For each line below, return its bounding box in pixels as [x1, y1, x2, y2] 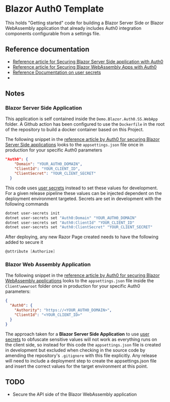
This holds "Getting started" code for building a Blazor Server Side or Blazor [5, 20, 164, 26]
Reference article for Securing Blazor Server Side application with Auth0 [12, 59, 163, 65]
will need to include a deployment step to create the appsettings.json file [5, 358, 157, 364]
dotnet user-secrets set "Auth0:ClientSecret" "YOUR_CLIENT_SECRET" [5, 225, 153, 230]
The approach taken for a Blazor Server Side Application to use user [5, 331, 150, 337]
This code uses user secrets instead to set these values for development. [5, 185, 158, 191]
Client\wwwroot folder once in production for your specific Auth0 [5, 283, 140, 289]
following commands [5, 200, 49, 207]
